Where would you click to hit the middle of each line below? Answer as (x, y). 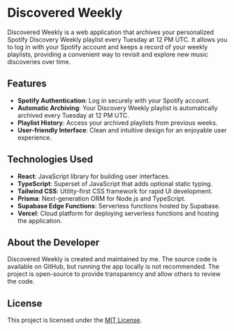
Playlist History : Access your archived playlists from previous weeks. (117, 123)
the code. (21, 282)
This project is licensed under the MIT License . (75, 320)
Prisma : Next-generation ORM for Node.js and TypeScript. (102, 198)
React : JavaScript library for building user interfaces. (94, 176)
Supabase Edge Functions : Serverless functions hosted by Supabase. (119, 206)
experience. (35, 137)
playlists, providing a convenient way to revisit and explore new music (108, 54)
